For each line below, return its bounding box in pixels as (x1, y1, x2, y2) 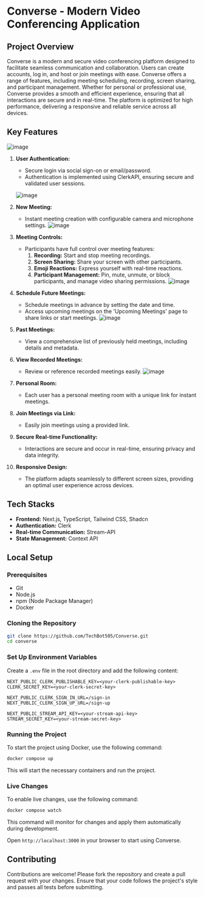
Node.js (15, 591, 36, 598)
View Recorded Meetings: (15, 356, 83, 363)
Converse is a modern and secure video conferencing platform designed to (7, 58, 195, 65)
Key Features (7, 127, 58, 138)
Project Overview (7, 41, 74, 52)
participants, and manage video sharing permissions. (33, 277, 167, 284)
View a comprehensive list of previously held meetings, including (24, 337, 188, 345)
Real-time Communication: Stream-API (15, 528, 116, 535)
